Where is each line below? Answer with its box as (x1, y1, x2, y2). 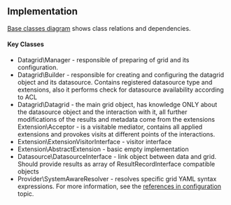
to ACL (17, 93, 37, 101)
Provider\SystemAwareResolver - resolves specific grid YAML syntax (17, 175, 217, 183)
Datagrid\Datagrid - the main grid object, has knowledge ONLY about (17, 101, 218, 109)
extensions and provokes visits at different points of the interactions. (17, 130, 216, 139)
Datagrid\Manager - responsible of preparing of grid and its (17, 56, 190, 64)
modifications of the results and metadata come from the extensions (17, 115, 216, 124)
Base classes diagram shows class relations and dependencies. (7, 24, 191, 32)
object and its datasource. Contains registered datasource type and (17, 78, 213, 87)
